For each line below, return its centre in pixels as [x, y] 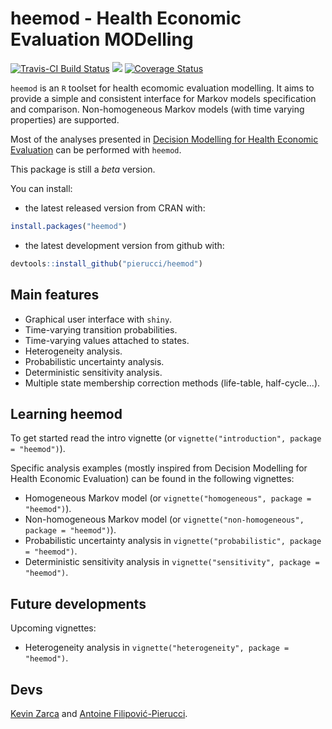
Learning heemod [66, 413]
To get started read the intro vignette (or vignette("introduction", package [166, 438]
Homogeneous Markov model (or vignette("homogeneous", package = [168, 498]
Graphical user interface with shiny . [98, 319]
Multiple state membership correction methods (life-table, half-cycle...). [172, 383]
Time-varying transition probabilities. [101, 329]
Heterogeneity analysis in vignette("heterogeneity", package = [157, 648]
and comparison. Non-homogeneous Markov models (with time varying [157, 109]
